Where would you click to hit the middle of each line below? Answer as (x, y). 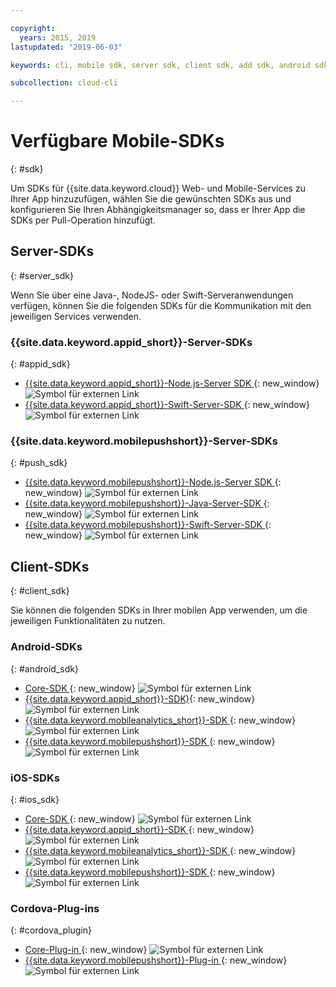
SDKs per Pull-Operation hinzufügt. (83, 220)
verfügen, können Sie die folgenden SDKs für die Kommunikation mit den (161, 305)
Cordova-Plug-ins (55, 908)
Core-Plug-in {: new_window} (86, 950)
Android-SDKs (46, 647)
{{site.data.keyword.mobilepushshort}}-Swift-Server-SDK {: (148, 525)
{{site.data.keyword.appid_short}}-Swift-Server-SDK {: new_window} (167, 405)
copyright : (33, 28)
